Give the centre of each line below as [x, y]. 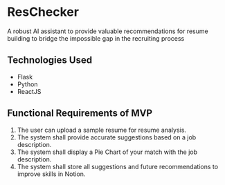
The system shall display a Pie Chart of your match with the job [107, 152]
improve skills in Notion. [51, 174]
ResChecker [43, 12]
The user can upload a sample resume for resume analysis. [102, 130]
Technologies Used [49, 60]
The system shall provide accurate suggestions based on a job [107, 137]
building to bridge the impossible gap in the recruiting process [96, 38]
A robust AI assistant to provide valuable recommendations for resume [108, 31]
